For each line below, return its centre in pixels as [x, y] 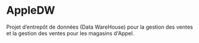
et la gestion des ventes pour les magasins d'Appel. [70, 33]
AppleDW [31, 10]
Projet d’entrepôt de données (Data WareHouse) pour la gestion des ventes [99, 27]
